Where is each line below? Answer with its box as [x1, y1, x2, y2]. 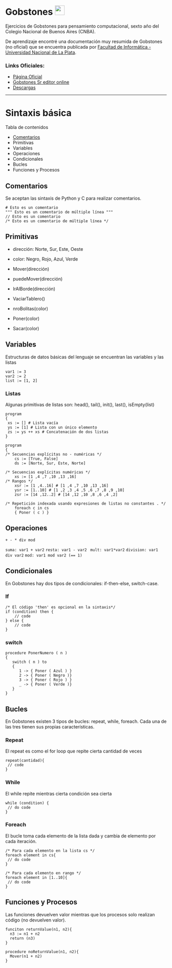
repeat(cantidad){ [5, 758, 45, 763]
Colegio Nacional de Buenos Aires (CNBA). [5, 28, 96, 34]
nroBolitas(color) [12, 305, 49, 312]
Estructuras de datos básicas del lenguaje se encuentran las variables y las [5, 354, 164, 360]
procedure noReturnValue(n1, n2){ [5, 949, 79, 954]
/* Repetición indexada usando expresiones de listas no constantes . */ [5, 501, 166, 506]
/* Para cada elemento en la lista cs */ [5, 848, 95, 853]
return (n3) [10, 936, 36, 941]
